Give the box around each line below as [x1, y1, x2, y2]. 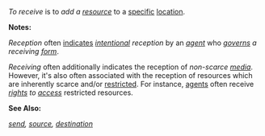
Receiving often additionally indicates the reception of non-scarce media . [8, 62, 253, 72]
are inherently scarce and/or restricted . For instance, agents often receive [8, 80, 254, 89]
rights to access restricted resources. [8, 88, 133, 97]
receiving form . [8, 47, 59, 56]
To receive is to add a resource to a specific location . [8, 7, 186, 16]
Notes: [8, 23, 32, 31]
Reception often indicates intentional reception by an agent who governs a [8, 38, 257, 47]
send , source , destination [8, 119, 93, 128]
